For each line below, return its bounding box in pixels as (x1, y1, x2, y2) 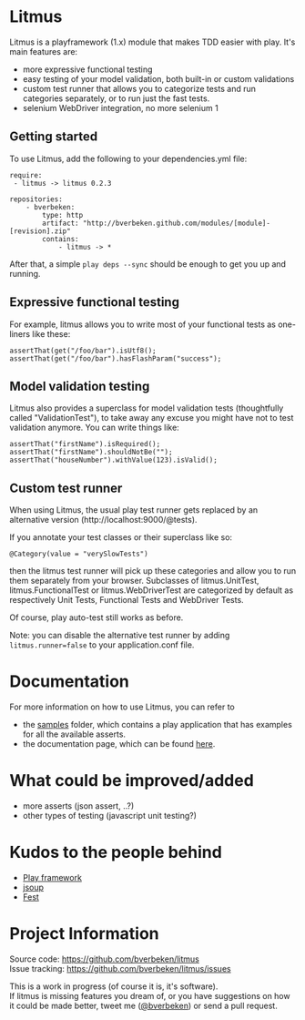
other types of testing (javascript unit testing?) (22, 811, 198, 821)
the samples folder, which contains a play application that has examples (22, 719, 293, 730)
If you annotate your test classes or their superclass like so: (9, 532, 233, 543)
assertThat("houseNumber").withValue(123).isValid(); (9, 455, 219, 465)
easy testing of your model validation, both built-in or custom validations (22, 73, 295, 84)
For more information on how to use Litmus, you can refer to (9, 701, 235, 712)
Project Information (9, 923, 159, 944)
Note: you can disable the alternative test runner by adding (9, 630, 230, 641)
